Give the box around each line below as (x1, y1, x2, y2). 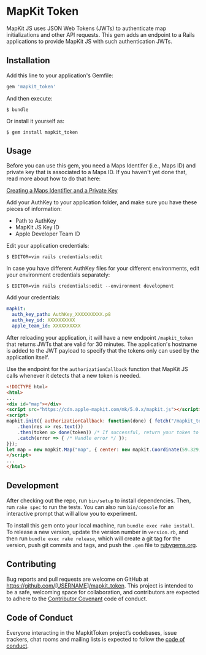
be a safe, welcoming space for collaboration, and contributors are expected (6, 588, 200, 596)
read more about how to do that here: (6, 175, 101, 182)
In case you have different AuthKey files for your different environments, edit (6, 265, 200, 272)
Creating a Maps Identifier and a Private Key (6, 187, 118, 194)
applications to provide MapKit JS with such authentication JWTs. (6, 37, 173, 45)
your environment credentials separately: (6, 271, 110, 278)
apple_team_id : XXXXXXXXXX (12, 323, 81, 329)
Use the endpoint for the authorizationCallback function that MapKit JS (6, 365, 188, 372)
